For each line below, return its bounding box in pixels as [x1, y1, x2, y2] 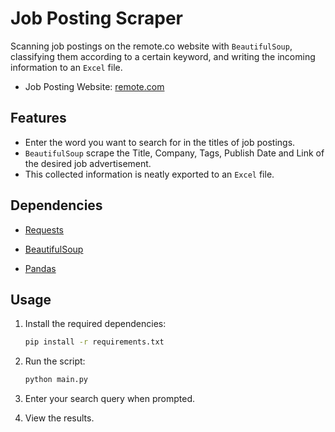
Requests [24, 223, 64, 236]
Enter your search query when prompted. [24, 393, 196, 405]
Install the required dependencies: [24, 318, 167, 330]
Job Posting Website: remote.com [24, 80, 165, 92]
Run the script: [24, 355, 86, 367]
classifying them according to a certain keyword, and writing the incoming [10, 50, 316, 62]
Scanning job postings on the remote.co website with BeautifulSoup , [10, 40, 293, 52]
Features [10, 110, 67, 127]
